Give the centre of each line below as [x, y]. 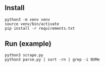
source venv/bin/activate [32, 24]
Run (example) [28, 44]
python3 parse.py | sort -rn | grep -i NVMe [52, 60]
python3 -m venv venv [28, 19]
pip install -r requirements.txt [40, 28]
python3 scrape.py [24, 55]
